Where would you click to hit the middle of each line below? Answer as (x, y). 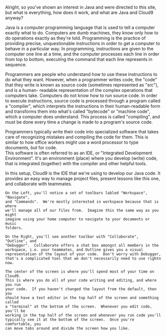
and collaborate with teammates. (39, 184)
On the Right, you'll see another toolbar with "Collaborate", (72, 237)
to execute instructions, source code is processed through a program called (83, 101)
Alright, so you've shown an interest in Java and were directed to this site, (81, 7)
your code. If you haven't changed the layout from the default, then (81, 289)
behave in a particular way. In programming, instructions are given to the (80, 49)
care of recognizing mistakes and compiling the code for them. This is (77, 137)
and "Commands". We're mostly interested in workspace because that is (82, 202)
